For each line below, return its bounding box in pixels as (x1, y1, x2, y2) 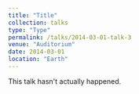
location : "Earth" (8, 56, 68, 63)
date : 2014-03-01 (8, 48, 65, 56)
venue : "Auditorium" (8, 41, 76, 49)
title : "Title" (8, 11, 58, 20)
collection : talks (8, 19, 68, 27)
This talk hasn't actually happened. (8, 76, 122, 86)
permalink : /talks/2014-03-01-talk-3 (8, 33, 132, 42)
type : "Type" (8, 26, 51, 34)
